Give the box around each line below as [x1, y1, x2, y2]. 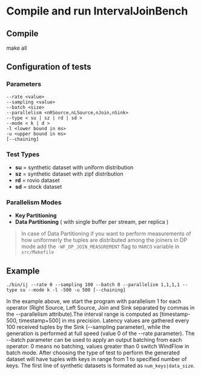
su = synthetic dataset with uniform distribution [15, 163, 134, 171]
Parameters [6, 80, 41, 88]
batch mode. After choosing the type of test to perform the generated [6, 349, 180, 356]
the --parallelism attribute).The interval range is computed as [6, 310, 159, 318]
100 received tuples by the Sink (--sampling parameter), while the [6, 324, 171, 331]
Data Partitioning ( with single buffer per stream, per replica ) [15, 218, 169, 226]
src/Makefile [21, 249, 54, 255]
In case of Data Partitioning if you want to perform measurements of [21, 230, 192, 237]
